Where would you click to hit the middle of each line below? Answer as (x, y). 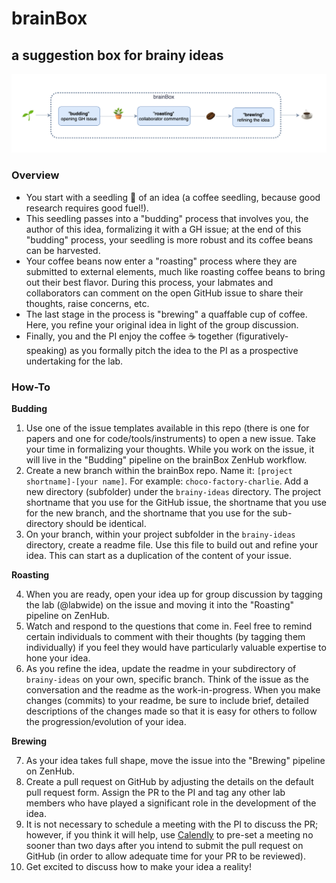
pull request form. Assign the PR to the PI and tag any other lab (155, 793)
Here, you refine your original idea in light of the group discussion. (162, 324)
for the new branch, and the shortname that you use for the (148, 513)
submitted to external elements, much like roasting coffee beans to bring (175, 271)
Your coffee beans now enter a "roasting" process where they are (161, 261)
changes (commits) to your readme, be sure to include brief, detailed (167, 701)
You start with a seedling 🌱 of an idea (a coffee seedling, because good (173, 197)
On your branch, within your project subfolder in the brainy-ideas (160, 534)
